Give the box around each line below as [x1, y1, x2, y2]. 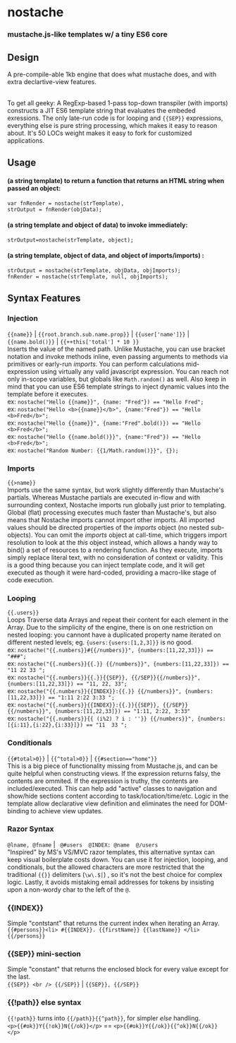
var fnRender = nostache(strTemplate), [7, 199, 125, 207]
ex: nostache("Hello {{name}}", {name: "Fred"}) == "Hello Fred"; [7, 397, 204, 406]
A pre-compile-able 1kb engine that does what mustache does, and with [7, 70, 217, 78]
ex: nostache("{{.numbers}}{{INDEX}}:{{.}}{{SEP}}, [7, 700, 160, 709]
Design [7, 51, 39, 64]
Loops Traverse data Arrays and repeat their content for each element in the [7, 615, 229, 624]
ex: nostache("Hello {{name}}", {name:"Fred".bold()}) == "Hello [7, 418, 201, 427]
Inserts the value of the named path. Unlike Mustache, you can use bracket [7, 344, 225, 353]
